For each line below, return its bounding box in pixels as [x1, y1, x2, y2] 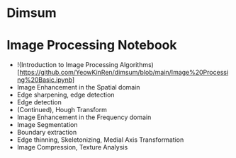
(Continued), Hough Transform [16, 106, 107, 114]
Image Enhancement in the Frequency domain [16, 113, 152, 121]
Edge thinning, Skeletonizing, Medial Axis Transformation [16, 135, 184, 144]
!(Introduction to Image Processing [16, 61, 118, 69]
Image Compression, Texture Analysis [16, 143, 128, 152]
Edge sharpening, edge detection [16, 90, 115, 99]
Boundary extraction [16, 128, 77, 137]
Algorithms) [119, 61, 154, 69]
